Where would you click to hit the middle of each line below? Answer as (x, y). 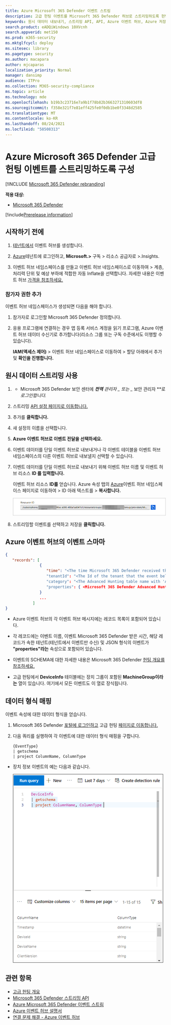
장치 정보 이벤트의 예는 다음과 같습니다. (51, 767)
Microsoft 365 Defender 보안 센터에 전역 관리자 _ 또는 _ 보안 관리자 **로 (93, 389)
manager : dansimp (24, 76)
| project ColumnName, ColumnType (49, 757)
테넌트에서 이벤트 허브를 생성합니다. (48, 245)
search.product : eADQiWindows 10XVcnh (46, 27)
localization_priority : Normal (38, 70)
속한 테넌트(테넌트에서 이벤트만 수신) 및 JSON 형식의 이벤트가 (88, 642)
